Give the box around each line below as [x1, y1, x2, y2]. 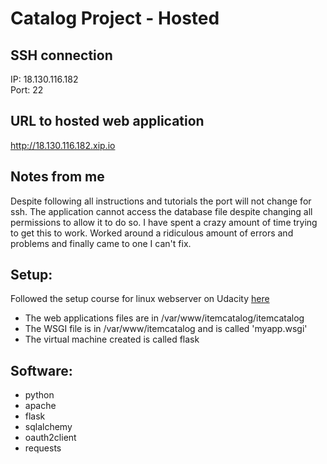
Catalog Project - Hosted [10, 7, 220, 30]
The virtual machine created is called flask [24, 333, 200, 346]
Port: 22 [10, 84, 44, 96]
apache [24, 400, 57, 412]
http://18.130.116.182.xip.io [10, 139, 116, 151]
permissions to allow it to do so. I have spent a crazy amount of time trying [10, 216, 318, 228]
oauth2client [24, 432, 77, 444]
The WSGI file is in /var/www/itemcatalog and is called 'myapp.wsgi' [24, 323, 308, 335]
